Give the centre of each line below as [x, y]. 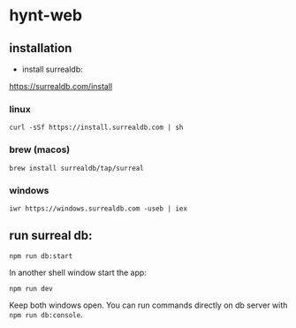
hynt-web [46, 15]
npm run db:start [41, 256]
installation [41, 48]
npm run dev [31, 288]
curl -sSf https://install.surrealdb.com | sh [96, 128]
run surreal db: [51, 236]
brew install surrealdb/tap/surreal [76, 168]
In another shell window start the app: [78, 272]
